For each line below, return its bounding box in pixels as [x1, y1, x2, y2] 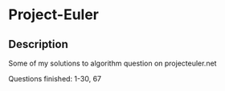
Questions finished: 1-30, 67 [8, 74, 102, 83]
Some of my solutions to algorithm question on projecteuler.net [8, 58, 217, 68]
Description [8, 38, 68, 51]
